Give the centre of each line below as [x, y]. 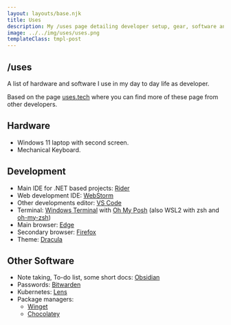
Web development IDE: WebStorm [65, 195]
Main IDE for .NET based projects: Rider [73, 188]
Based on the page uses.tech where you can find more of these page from [113, 96]
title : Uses [24, 20]
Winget [37, 306]
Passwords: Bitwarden [49, 285]
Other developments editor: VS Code [69, 202]
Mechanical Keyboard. [49, 149]
